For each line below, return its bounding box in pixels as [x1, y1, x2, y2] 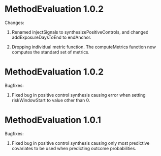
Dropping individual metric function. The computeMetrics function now [11, 44, 156, 50]
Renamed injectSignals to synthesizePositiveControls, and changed [11, 29, 149, 35]
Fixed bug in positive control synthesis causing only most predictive [11, 140, 150, 146]
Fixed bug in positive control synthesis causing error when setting [11, 92, 146, 98]
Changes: [4, 20, 24, 26]
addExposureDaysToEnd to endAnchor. [11, 34, 92, 40]
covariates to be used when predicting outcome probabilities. [11, 145, 136, 151]
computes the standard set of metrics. [11, 49, 90, 55]
